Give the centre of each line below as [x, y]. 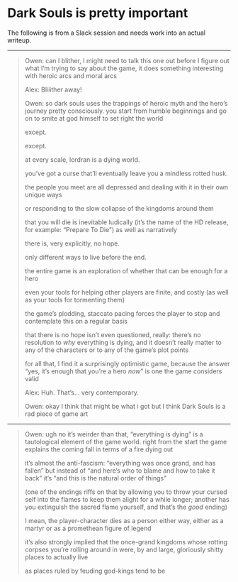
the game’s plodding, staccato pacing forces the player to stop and [122, 313]
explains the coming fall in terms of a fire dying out [99, 449]
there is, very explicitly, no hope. [72, 243]
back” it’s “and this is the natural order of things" [96, 478]
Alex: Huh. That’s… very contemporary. [82, 392]
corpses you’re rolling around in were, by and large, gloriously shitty [124, 549]
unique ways [43, 194]
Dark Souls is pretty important [98, 13]
